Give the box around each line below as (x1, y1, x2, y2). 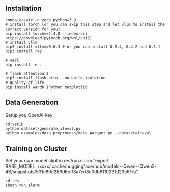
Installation (5, 4, 42, 13)
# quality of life (5, 80, 44, 85)
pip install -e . (5, 62, 42, 67)
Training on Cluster (5, 145, 68, 153)
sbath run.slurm (5, 183, 40, 188)
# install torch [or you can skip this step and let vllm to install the (5, 22, 165, 27)
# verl (5, 58, 19, 63)
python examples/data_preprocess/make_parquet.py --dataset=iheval (5, 130, 152, 135)
